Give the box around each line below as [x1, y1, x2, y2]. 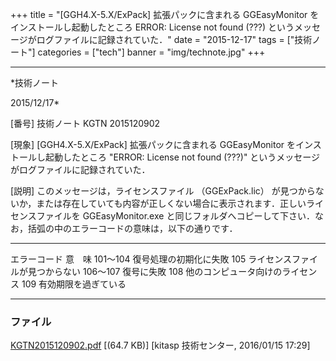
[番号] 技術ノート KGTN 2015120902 [10, 118, 161, 129]
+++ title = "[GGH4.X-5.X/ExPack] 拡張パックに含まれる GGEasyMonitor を [10, 9, 320, 20]
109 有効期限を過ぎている [21, 278, 127, 290]
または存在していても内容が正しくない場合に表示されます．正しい [36, 198, 307, 209]
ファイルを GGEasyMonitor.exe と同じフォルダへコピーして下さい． [36, 210, 315, 222]
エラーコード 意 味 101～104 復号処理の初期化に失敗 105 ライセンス [10, 253, 293, 265]
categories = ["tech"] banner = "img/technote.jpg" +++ [37, 46, 266, 58]
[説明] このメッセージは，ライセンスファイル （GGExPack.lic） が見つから [10, 185, 316, 197]
